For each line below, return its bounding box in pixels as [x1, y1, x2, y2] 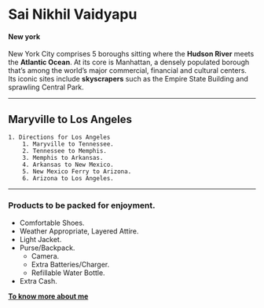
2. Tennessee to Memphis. [22, 147, 108, 155]
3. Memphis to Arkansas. [22, 154, 104, 162]
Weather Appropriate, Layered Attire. [19, 226, 139, 236]
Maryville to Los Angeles [8, 112, 132, 126]
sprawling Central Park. [8, 82, 84, 92]
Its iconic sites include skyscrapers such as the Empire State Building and [8, 74, 249, 84]
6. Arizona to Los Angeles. [22, 175, 114, 183]
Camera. [31, 251, 60, 260]
